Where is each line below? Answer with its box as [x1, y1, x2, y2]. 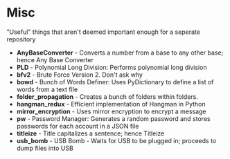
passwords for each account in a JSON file [16, 122, 139, 130]
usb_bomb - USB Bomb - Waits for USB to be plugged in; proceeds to [16, 136, 217, 144]
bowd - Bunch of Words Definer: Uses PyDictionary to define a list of [16, 77, 214, 86]
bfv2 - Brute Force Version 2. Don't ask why [16, 71, 143, 79]
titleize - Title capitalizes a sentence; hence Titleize [16, 129, 165, 138]
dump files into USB [16, 144, 73, 152]
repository [6, 35, 36, 43]
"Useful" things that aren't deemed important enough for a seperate [6, 28, 200, 36]
